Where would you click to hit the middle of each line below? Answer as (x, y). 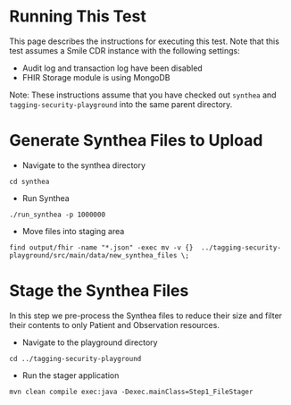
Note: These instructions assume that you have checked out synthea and (143, 95)
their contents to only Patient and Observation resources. (115, 325)
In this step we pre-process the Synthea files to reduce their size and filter (146, 316)
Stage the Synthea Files (99, 291)
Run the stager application (71, 375)
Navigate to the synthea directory (83, 165)
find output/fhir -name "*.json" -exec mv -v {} (101, 248)
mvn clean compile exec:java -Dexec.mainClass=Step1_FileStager (131, 392)
